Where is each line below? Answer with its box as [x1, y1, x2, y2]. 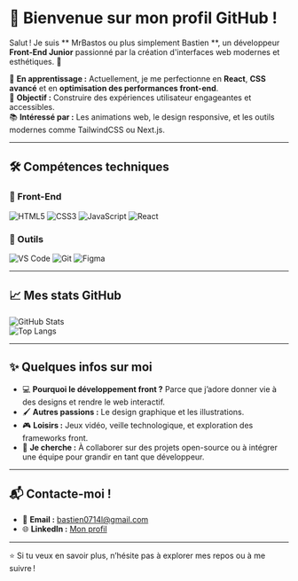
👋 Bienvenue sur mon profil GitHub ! [9, 8, 278, 28]
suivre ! [9, 563, 35, 574]
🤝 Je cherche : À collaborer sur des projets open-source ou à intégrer [21, 442, 278, 452]
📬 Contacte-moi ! [9, 486, 112, 501]
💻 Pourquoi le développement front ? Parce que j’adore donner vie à [21, 383, 278, 394]
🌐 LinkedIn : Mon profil [21, 523, 108, 535]
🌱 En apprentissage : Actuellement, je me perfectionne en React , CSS [9, 73, 266, 83]
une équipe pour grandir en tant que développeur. [21, 451, 205, 462]
